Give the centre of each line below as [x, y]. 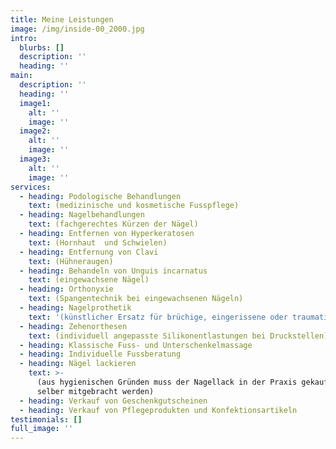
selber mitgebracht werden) [95, 391]
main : [21, 76]
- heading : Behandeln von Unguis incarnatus [113, 271]
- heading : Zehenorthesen [73, 326]
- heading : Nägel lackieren [78, 364]
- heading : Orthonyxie [66, 289]
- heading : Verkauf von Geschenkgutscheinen [113, 401]
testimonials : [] [46, 419]
